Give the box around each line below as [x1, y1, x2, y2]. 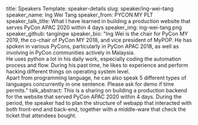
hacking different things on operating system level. [6, 68, 130, 75]
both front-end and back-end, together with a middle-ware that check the [6, 106, 186, 113]
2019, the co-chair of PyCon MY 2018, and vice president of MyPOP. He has [6, 37, 192, 43]
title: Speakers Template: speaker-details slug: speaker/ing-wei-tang [6, 5, 174, 12]
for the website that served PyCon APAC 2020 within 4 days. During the [6, 93, 182, 100]
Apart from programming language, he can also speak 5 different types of [6, 74, 187, 81]
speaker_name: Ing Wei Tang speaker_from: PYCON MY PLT [6, 11, 154, 18]
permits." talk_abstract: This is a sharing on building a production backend [6, 87, 187, 94]
